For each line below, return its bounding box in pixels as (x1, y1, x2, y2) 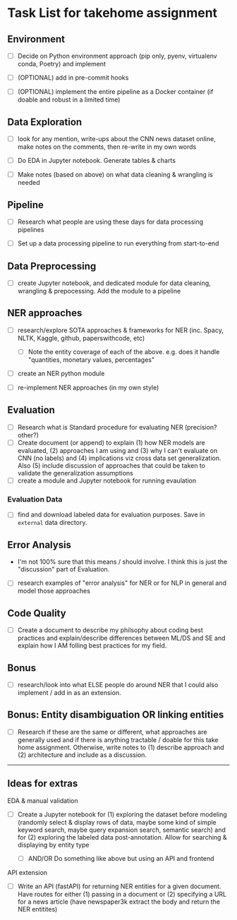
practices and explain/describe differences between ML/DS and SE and (17, 634, 226, 643)
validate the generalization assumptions (17, 469, 134, 477)
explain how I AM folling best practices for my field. (17, 641, 167, 650)
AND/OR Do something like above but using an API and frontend (28, 854, 214, 862)
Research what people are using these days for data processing (17, 217, 204, 226)
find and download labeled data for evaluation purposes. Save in (17, 510, 205, 519)
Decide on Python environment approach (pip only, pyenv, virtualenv (17, 52, 217, 60)
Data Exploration (7, 116, 83, 128)
